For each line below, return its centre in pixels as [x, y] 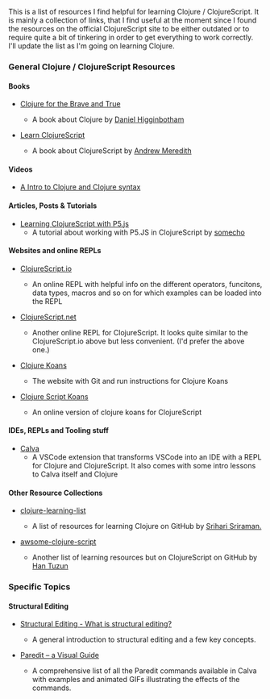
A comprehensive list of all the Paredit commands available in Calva [144, 671]
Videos [21, 169]
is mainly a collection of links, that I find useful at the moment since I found [133, 20]
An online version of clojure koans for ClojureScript [117, 412]
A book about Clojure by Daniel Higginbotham [108, 119]
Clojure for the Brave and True [70, 104]
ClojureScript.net [48, 317]
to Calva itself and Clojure [75, 474]
